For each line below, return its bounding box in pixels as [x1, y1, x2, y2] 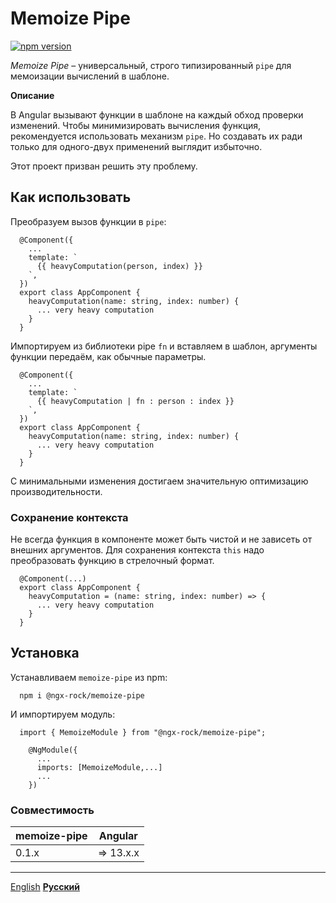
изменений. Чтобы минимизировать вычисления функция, [10, 119, 262, 131]
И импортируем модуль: [10, 708, 116, 720]
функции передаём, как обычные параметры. [10, 350, 207, 362]
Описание [10, 89, 55, 101]
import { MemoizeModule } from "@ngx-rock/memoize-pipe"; [19, 727, 267, 737]
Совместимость [10, 803, 95, 817]
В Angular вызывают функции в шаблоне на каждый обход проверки [10, 108, 304, 121]
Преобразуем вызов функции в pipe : [10, 215, 167, 227]
